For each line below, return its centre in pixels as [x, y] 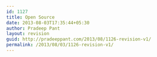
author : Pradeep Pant [33, 28]
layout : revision [28, 34]
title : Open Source [31, 17]
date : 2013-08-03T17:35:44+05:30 [48, 23]
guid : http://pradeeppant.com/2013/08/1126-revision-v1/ [79, 39]
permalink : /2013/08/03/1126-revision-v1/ [60, 45]
